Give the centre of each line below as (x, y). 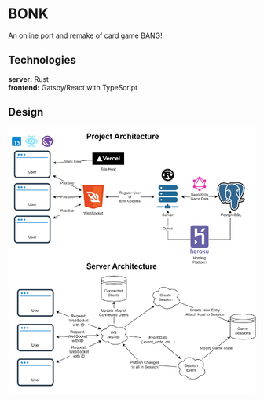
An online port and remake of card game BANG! (85, 35)
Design (26, 112)
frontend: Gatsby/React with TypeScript (73, 87)
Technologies (42, 60)
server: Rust (29, 79)
